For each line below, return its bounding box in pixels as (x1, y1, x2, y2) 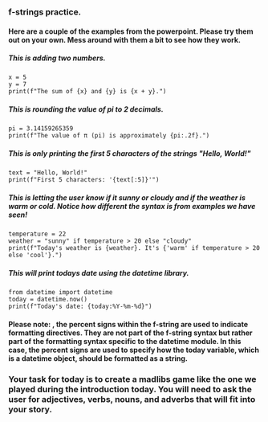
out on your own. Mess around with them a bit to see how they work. (8, 35, 241, 44)
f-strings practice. (8, 6, 82, 18)
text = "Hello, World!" (8, 169, 88, 177)
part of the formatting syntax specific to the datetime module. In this (8, 336, 242, 346)
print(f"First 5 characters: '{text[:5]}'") (8, 176, 160, 184)
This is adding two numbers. (8, 53, 106, 63)
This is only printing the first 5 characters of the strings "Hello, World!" (8, 149, 251, 158)
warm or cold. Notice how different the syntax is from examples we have (8, 202, 256, 211)
